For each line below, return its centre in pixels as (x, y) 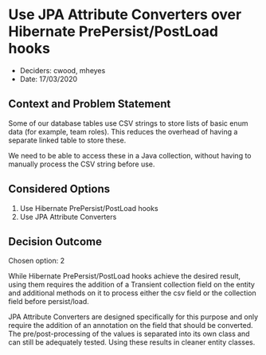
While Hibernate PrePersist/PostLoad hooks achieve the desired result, (125, 276)
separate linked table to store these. (67, 140)
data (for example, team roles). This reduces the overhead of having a (123, 131)
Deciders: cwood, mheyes (63, 70)
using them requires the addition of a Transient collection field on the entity (131, 285)
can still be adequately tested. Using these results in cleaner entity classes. (132, 342)
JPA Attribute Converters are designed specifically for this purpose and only (133, 317)
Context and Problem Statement (90, 104)
